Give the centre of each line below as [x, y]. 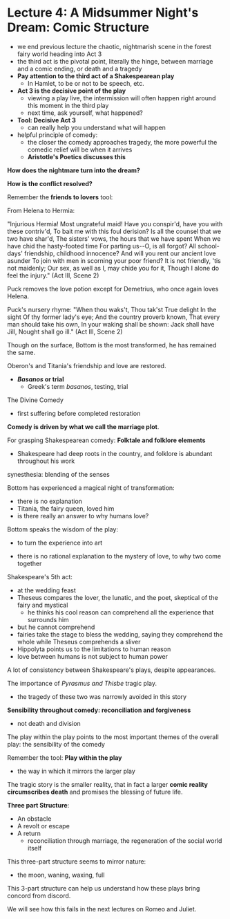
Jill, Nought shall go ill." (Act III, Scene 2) [65, 331]
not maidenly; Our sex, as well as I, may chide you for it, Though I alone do [113, 268]
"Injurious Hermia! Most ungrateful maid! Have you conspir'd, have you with [115, 224]
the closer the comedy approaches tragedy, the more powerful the [122, 142]
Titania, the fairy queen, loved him [66, 508]
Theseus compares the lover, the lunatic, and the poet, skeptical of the [118, 597]
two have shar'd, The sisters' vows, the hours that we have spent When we [114, 238]
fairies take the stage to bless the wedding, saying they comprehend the [120, 634]
